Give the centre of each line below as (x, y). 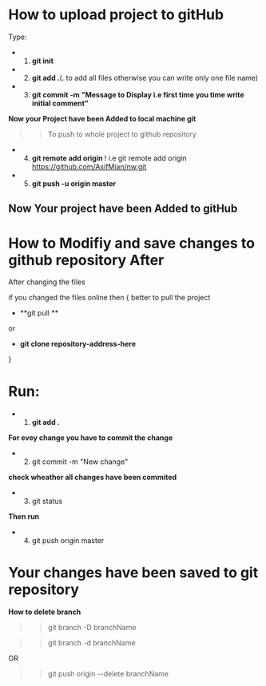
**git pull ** (39, 313)
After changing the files (47, 282)
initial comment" (60, 103)
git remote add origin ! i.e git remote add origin (109, 158)
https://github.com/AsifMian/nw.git (89, 166)
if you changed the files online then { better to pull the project (109, 298)
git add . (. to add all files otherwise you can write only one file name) (145, 77)
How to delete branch (45, 612)
